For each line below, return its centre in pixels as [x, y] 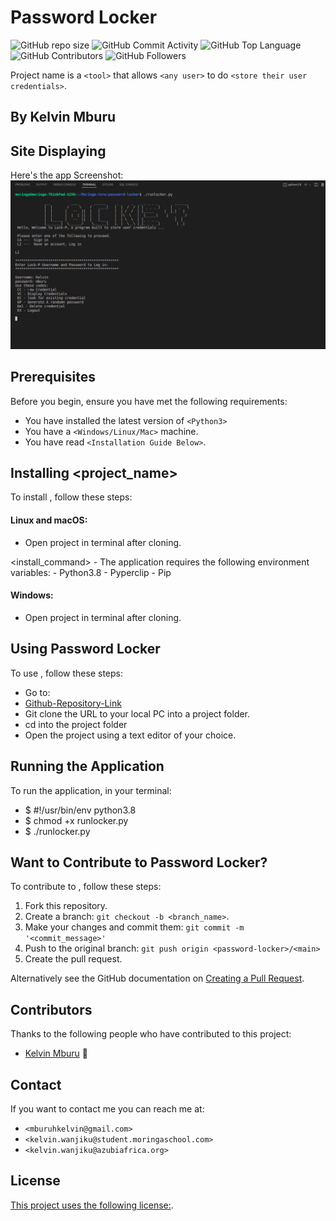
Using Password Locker [85, 649]
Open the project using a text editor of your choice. [130, 735]
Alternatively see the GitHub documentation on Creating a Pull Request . [157, 978]
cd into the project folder [76, 724]
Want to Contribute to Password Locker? [139, 862]
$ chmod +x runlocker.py [76, 820]
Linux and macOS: [49, 520]
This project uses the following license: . [92, 1205]
